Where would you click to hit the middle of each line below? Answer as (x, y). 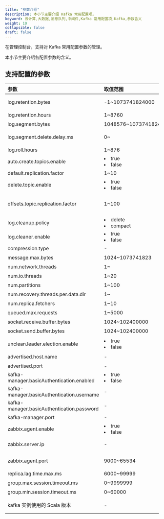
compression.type (28, 248)
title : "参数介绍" (22, 10)
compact (121, 226)
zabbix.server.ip (26, 444)
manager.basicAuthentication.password (53, 408)
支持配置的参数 (28, 74)
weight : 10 (16, 23)
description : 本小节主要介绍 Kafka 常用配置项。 (51, 14)
